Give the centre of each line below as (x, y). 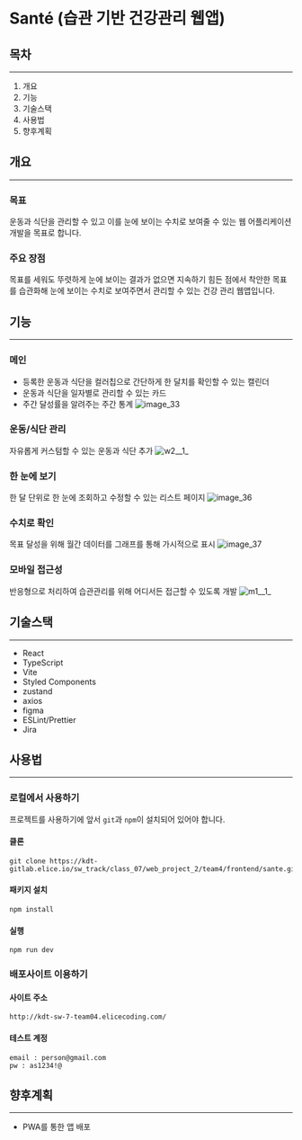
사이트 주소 (28, 997)
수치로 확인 (32, 523)
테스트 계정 (28, 1038)
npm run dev (31, 950)
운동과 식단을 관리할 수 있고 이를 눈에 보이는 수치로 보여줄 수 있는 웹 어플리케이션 (151, 222)
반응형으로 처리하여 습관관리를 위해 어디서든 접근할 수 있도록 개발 (124, 591)
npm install (31, 910)
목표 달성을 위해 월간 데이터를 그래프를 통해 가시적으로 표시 (112, 544)
